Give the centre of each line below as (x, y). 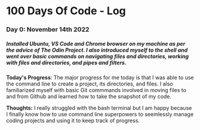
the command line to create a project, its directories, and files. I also (90, 84)
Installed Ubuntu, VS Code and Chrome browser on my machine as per (96, 43)
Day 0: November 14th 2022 (48, 30)
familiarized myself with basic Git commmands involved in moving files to (96, 90)
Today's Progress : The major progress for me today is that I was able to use (100, 78)
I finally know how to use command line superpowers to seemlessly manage (100, 115)
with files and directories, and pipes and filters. (67, 62)
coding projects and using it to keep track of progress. (73, 121)
